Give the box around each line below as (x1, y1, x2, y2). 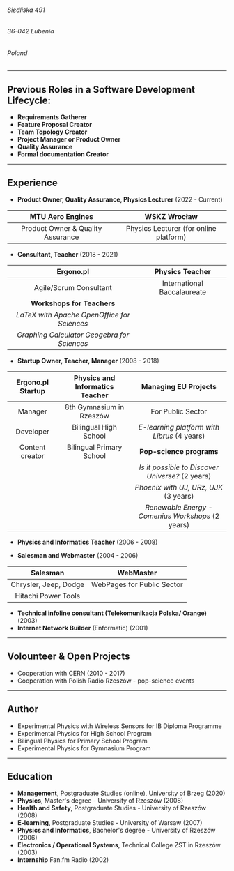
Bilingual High (72, 423, 117, 432)
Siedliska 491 (7, 6, 45, 14)
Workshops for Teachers (31, 298, 116, 308)
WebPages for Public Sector (91, 580, 183, 589)
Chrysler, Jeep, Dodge (10, 580, 85, 589)
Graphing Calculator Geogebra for (17, 330, 130, 340)
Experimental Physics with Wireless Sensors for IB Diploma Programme (17, 722, 222, 730)
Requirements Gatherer (17, 113, 87, 121)
